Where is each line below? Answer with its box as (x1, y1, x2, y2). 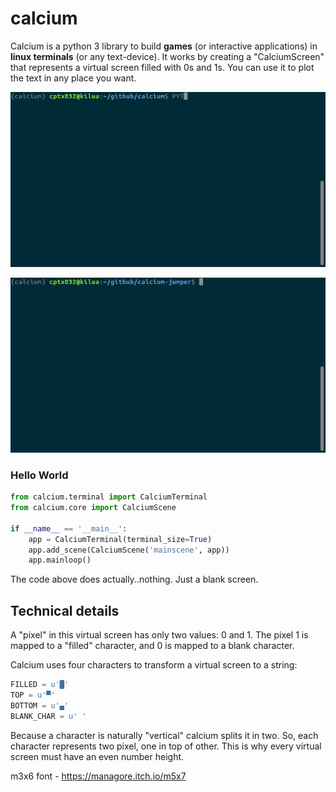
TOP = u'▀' (10, 690, 56, 701)
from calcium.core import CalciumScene (10, 503, 177, 513)
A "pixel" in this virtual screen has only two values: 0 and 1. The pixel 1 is (10, 629, 309, 641)
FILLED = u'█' (10, 680, 70, 690)
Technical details (10, 602, 120, 619)
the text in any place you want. (10, 72, 137, 84)
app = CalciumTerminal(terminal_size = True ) (28, 534, 213, 544)
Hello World (10, 468, 69, 482)
